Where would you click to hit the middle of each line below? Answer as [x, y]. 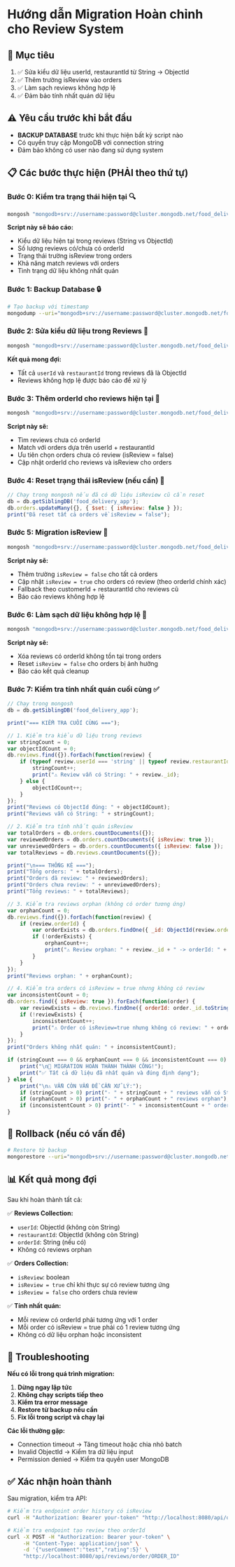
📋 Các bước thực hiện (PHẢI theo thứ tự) [98, 173]
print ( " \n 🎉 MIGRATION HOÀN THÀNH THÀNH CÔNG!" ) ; [92, 1067]
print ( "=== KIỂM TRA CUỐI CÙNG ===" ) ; [64, 723]
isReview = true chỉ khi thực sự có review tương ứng [93, 1285]
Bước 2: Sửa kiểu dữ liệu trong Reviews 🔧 [78, 331]
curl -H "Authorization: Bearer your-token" [73, 1518]
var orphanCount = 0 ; [39, 911]
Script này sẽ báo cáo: [40, 227]
